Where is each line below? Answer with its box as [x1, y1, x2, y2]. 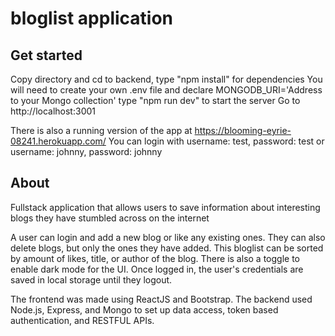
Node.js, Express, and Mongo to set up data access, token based [10, 303, 279, 316]
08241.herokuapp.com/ [10, 135, 107, 147]
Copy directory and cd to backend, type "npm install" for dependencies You [10, 73, 323, 85]
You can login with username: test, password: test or [108, 135, 325, 147]
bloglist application [10, 7, 174, 30]
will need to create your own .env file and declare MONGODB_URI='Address [10, 84, 323, 96]
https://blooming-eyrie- [194, 125, 292, 136]
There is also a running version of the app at [10, 125, 193, 136]
